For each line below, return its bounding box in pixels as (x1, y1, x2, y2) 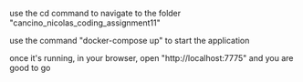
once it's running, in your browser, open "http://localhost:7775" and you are (9, 53, 294, 63)
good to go (9, 63, 51, 73)
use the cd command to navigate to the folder (9, 8, 182, 18)
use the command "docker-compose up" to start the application (9, 36, 250, 46)
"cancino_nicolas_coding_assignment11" (9, 17, 162, 28)
